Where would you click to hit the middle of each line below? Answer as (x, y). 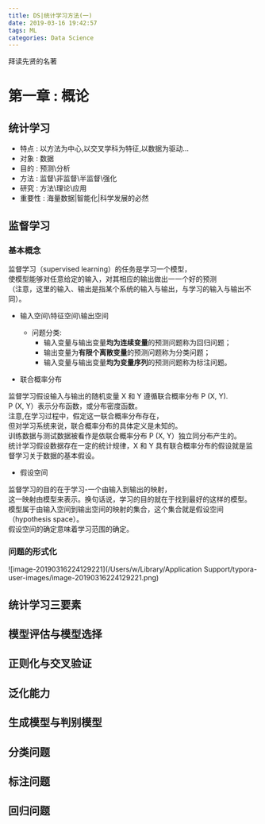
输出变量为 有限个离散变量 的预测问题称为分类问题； (127, 352)
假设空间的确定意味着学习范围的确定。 (71, 529)
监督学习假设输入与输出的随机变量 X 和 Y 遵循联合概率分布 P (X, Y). (118, 396)
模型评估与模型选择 (55, 635)
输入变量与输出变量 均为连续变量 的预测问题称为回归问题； (137, 342)
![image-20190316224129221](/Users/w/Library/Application (105, 569)
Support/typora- (230, 569)
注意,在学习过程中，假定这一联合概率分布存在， (86, 416)
